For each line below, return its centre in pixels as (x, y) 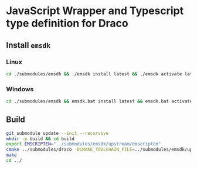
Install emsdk (28, 45)
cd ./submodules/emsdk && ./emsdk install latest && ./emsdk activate (94, 74)
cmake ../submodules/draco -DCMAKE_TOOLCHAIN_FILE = (70, 150)
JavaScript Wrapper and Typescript (95, 11)
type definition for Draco (67, 23)
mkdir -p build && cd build (40, 139)
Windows (20, 89)
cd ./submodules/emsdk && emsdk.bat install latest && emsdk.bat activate (99, 101)
